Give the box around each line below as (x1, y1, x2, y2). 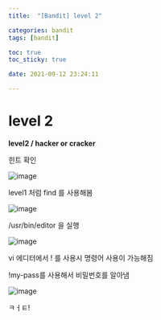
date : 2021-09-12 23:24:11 (8, 70, 99, 79)
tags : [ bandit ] (8, 34, 60, 42)
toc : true (8, 48, 42, 56)
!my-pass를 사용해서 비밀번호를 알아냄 (8, 270, 130, 280)
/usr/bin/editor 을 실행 (8, 220, 80, 230)
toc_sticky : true (8, 55, 67, 64)
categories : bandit (8, 26, 74, 35)
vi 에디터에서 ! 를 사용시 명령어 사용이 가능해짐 (8, 252, 154, 262)
